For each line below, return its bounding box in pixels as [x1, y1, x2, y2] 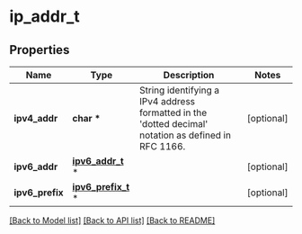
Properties [9, 42, 70, 58]
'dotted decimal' [138, 118, 209, 130]
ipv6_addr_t [72, 155, 124, 167]
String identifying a [138, 84, 220, 96]
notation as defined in [138, 129, 232, 141]
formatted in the [138, 106, 208, 119]
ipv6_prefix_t [72, 181, 130, 193]
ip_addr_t [9, 6, 81, 27]
